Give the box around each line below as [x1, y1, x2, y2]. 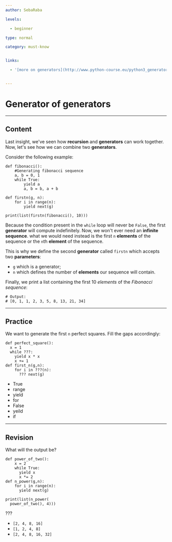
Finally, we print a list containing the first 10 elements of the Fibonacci [5, 279, 153, 285]
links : [5, 58, 19, 63]
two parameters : [5, 254, 41, 260]
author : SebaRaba [5, 7, 42, 13]
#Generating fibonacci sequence [14, 168, 83, 173]
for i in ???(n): [14, 368, 52, 373]
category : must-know [5, 44, 50, 50]
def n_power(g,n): [5, 479, 45, 484]
